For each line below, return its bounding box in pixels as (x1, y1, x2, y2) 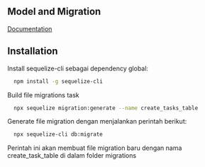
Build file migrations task (7, 90, 79, 99)
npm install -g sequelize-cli (13, 77, 103, 85)
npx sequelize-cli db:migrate (13, 131, 103, 138)
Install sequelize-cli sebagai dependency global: (7, 64, 149, 72)
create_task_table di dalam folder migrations (7, 151, 137, 160)
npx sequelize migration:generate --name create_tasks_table (13, 104, 199, 112)
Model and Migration (7, 6, 101, 18)
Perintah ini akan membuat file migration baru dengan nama (7, 144, 182, 152)
